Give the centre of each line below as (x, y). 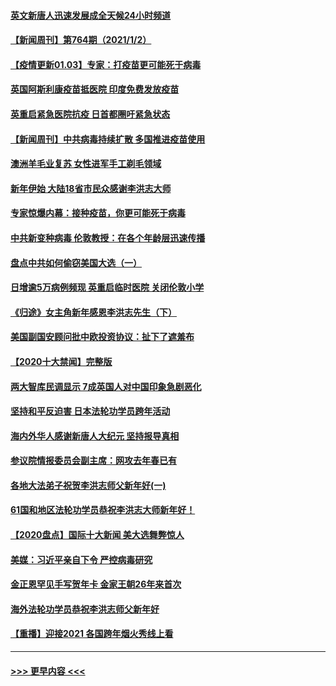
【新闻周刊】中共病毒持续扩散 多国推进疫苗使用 (108, 139)
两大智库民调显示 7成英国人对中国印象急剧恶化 (106, 386)
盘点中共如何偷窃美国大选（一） (76, 262)
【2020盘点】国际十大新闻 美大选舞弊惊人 (97, 535)
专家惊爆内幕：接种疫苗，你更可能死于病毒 (98, 213)
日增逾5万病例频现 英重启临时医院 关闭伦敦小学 (107, 287)
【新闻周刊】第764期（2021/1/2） (81, 40)
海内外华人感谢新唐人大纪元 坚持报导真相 (95, 436)
